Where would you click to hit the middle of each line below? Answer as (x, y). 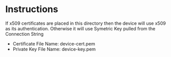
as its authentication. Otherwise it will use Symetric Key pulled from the (80, 28)
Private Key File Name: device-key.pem (54, 49)
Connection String (25, 34)
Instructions (32, 9)
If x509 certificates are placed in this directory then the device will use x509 (86, 23)
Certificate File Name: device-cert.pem (54, 43)
